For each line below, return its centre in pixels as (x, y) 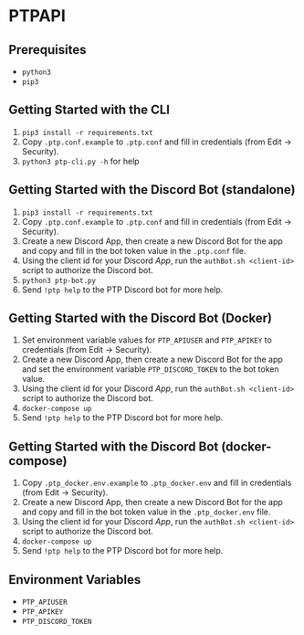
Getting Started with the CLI (89, 110)
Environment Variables (75, 580)
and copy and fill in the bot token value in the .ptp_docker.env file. (146, 512)
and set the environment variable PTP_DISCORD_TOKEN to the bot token (150, 369)
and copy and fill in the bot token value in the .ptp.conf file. (134, 250)
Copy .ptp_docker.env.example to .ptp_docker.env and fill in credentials (157, 483)
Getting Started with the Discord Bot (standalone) (152, 190)
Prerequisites (47, 50)
